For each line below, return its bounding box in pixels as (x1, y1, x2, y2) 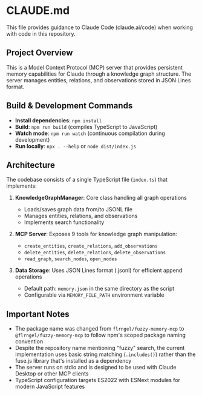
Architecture (6, 160, 56, 170)
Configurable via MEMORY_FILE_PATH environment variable (24, 291, 165, 299)
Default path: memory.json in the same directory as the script (24, 285, 175, 292)
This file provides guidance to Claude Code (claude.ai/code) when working (6, 24, 194, 31)
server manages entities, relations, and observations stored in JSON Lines (6, 76, 191, 84)
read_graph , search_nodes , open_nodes (24, 255, 117, 262)
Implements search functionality (24, 219, 105, 226)
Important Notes (6, 309, 70, 319)
